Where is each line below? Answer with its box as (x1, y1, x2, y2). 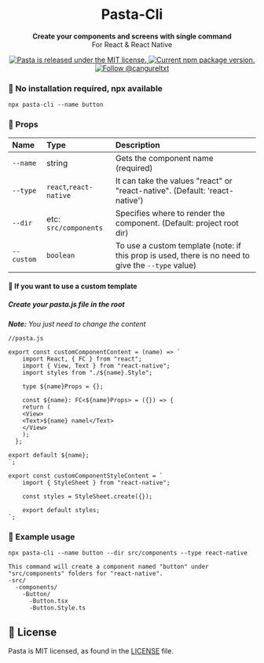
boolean (46, 251, 75, 260)
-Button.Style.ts (28, 604, 86, 612)
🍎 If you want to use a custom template (8, 281, 137, 291)
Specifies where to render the (115, 207, 225, 218)
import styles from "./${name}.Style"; (22, 369, 153, 377)
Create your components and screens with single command (32, 31, 232, 41)
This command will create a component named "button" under (8, 563, 210, 571)
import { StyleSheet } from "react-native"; (22, 479, 170, 487)
